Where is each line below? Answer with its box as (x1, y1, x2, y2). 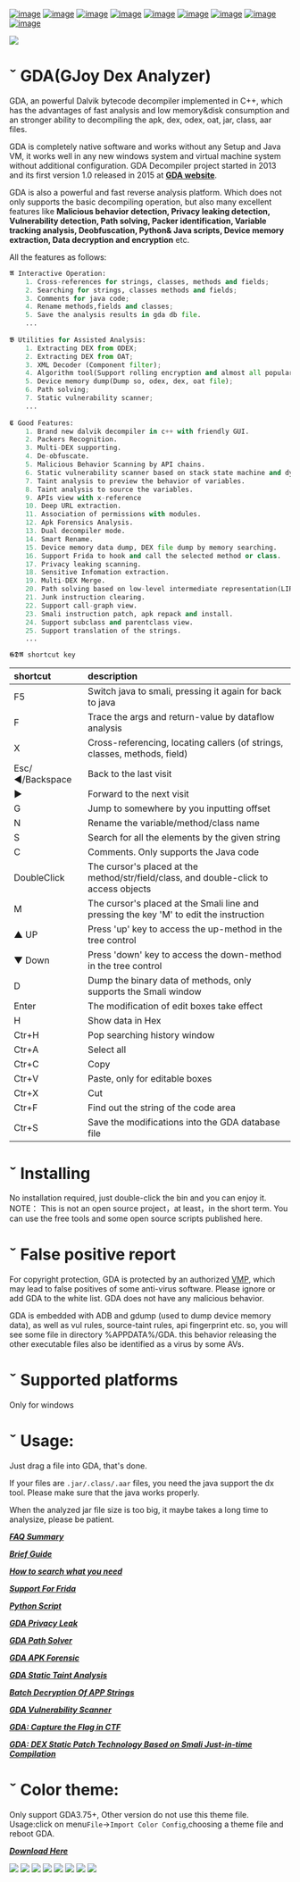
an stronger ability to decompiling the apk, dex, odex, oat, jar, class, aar (9, 114, 272, 125)
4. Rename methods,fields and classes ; (25, 302, 174, 312)
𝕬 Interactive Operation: (9, 269, 107, 278)
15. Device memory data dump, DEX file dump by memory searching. (25, 543, 278, 552)
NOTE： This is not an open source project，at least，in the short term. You (9, 1203, 288, 1214)
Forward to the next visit (87, 788, 189, 800)
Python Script (9, 1601, 62, 1611)
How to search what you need (9, 1566, 123, 1577)
